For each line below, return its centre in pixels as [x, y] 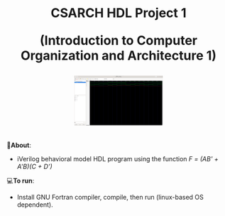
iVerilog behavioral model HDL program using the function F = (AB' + [118, 158]
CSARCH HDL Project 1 [119, 13]
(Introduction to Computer [119, 41]
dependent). [35, 205]
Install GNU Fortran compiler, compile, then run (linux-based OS [110, 197]
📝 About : [19, 145]
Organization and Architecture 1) [119, 56]
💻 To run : [21, 180]
